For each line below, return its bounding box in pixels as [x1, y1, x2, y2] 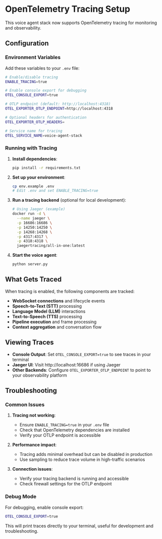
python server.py [12, 262, 48, 267]
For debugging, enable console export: [5, 504, 84, 510]
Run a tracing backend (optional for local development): [12, 197, 127, 203]
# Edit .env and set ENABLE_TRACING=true [12, 188, 98, 193]
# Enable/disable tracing [5, 75, 58, 80]
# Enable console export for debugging [5, 88, 87, 93]
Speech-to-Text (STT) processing [12, 303, 82, 309]
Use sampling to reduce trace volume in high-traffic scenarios [19, 456, 145, 463]
